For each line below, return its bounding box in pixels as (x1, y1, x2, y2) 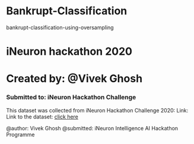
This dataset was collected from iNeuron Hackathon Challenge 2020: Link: (6, 107, 189, 114)
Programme (6, 131, 35, 138)
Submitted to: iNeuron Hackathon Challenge (6, 93, 136, 102)
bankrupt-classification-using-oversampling (6, 24, 114, 31)
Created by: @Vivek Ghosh (6, 72, 143, 86)
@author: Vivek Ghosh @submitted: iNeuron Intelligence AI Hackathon (6, 124, 179, 132)
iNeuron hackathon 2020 (6, 45, 132, 58)
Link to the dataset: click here (6, 113, 79, 120)
